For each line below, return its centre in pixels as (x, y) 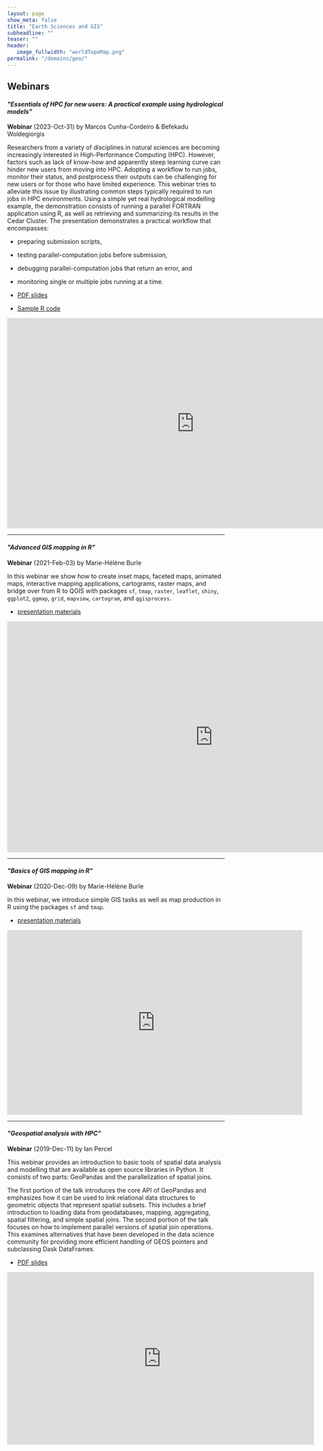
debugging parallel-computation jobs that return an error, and (105, 268)
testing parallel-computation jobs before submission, (92, 255)
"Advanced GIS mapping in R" (51, 547)
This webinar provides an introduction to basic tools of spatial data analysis (114, 1162)
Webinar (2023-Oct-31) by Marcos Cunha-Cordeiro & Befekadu (98, 127)
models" (20, 111)
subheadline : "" (30, 33)
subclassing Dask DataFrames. (51, 1249)
